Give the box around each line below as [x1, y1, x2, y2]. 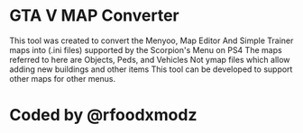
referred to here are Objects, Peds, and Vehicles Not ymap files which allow [9, 54, 290, 65]
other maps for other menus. [9, 73, 116, 84]
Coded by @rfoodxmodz [9, 105, 197, 126]
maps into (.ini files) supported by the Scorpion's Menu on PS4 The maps [9, 44, 282, 55]
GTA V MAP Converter [9, 5, 179, 26]
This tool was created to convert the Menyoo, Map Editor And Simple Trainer [9, 35, 294, 46]
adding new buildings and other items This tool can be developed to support [9, 64, 293, 75]
